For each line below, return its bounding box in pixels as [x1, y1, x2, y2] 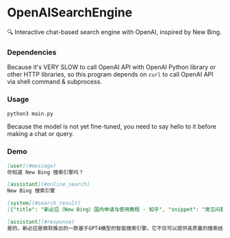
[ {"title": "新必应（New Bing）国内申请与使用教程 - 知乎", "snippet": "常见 [7, 207, 216, 213]
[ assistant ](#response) [7, 218, 75, 225]
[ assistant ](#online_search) [7, 181, 90, 188]
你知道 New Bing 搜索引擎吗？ [7, 169, 84, 176]
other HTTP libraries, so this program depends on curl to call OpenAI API [7, 70, 214, 79]
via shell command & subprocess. [7, 77, 103, 86]
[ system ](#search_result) [7, 200, 81, 207]
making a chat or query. [7, 130, 74, 138]
